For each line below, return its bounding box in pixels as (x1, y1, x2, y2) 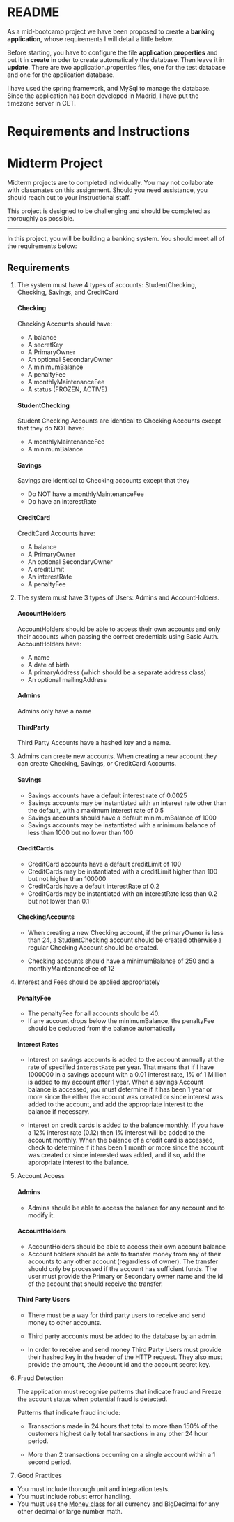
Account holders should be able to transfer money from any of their (27, 1249, 221, 1258)
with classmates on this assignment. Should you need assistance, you (7, 186, 208, 194)
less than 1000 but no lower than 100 (27, 828, 134, 836)
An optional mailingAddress (27, 675, 107, 683)
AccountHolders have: (17, 639, 82, 648)
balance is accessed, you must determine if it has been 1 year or (27, 1085, 212, 1094)
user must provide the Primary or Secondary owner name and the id (27, 1272, 224, 1280)
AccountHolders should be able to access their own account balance (27, 1242, 226, 1251)
